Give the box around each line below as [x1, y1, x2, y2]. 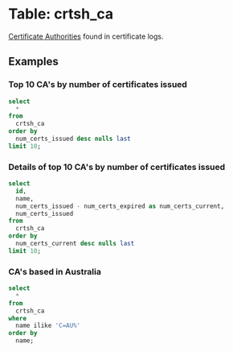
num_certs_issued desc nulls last [15, 135, 131, 143]
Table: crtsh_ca [8, 5, 114, 23]
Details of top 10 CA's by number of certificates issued [8, 161, 226, 172]
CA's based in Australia [8, 266, 102, 277]
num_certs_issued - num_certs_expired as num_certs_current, [15, 202, 225, 210]
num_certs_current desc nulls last [15, 239, 135, 248]
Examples [8, 55, 59, 68]
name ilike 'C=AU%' [15, 321, 81, 330]
